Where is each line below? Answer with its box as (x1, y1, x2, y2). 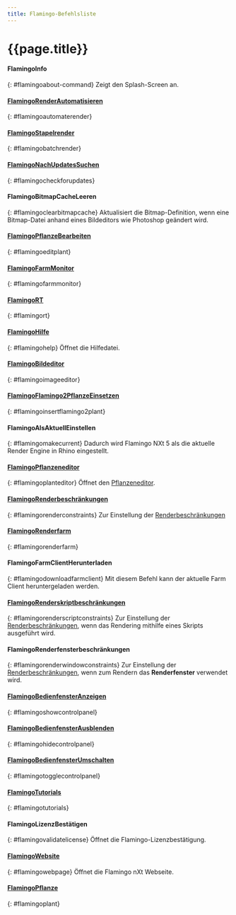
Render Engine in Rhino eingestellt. (7, 447, 110, 455)
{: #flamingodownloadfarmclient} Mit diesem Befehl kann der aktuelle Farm (7, 575, 226, 583)
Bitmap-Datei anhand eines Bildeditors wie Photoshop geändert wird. (7, 215, 208, 224)
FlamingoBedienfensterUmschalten (7, 756, 114, 764)
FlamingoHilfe (7, 328, 49, 336)
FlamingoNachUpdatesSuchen (7, 161, 100, 169)
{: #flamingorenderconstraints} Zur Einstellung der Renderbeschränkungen (7, 510, 226, 519)
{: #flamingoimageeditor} (7, 375, 81, 384)
